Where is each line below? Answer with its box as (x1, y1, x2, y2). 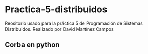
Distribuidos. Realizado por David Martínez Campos (5, 25, 114, 32)
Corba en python (5, 41, 60, 49)
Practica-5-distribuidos (5, 4, 108, 15)
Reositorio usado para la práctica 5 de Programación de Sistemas (5, 20, 143, 26)
